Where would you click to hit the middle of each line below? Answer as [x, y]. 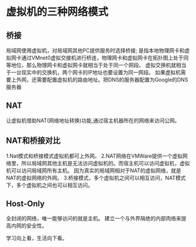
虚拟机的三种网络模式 [57, 12]
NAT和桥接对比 [33, 141]
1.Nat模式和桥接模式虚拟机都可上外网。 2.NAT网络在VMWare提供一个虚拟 [94, 156]
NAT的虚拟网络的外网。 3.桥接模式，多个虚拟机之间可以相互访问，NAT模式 [96, 178]
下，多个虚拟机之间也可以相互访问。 [50, 185]
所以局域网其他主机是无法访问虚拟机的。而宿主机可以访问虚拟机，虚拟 [106, 163]
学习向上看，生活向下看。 [37, 238]
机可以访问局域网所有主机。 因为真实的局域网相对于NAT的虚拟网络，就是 [94, 171]
